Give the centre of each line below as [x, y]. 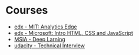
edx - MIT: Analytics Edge [45, 27]
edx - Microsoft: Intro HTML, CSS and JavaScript [73, 33]
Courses [27, 10]
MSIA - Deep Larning [39, 39]
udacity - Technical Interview [49, 46]
